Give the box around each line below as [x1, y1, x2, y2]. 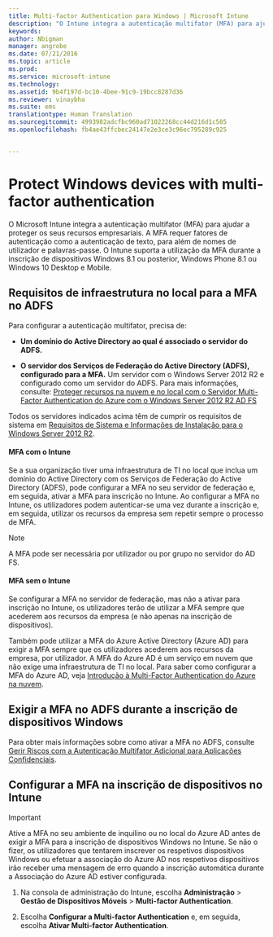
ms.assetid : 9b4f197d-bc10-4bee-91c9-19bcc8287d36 [8, 87, 184, 96]
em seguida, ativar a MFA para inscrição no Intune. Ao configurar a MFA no [8, 490, 260, 501]
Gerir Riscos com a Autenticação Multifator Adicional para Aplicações [8, 746, 242, 755]
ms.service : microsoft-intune [8, 73, 111, 81]
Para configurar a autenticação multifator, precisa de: [8, 320, 187, 330]
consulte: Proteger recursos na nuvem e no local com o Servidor [19, 386, 237, 396]
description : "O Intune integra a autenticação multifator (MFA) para [8, 20, 253, 28]
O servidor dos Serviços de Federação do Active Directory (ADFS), [19, 360, 250, 371]
